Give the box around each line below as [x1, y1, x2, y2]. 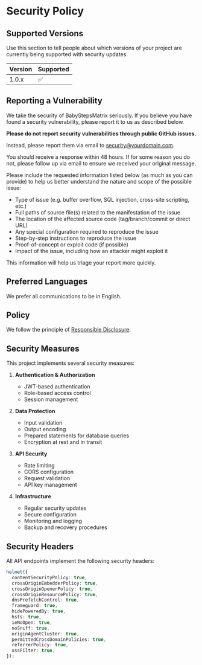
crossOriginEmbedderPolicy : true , [11, 580, 98, 586]
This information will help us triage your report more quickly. [6, 259, 156, 266]
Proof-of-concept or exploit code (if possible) [14, 240, 128, 248]
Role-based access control [24, 390, 92, 397]
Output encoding [24, 426, 66, 433]
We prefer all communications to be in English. [6, 292, 122, 300]
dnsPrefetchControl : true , [11, 597, 80, 603]
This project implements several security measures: [6, 359, 134, 367]
